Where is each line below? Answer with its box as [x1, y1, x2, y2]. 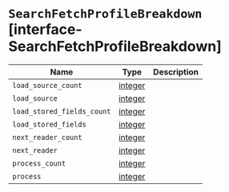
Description [153, 66, 199, 78]
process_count [12, 158, 66, 168]
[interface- [8, 21, 82, 38]
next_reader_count [12, 133, 82, 142]
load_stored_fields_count [12, 106, 111, 116]
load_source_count [12, 81, 82, 90]
